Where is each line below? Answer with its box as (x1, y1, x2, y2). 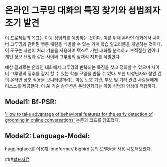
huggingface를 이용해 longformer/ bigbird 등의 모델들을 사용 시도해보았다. (5, 146, 152, 152)
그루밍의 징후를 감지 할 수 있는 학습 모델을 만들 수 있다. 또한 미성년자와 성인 (10, 70, 157, 76)
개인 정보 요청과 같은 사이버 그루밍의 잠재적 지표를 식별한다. (5, 53, 121, 59)
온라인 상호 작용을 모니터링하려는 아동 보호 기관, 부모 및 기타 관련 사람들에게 (10, 76, 158, 83)
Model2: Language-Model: (5, 132, 90, 140)
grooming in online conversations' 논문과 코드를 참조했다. (5, 117, 120, 123)
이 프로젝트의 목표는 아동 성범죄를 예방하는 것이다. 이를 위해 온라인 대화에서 (5, 35, 152, 41)
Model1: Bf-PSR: (5, 98, 57, 106)
